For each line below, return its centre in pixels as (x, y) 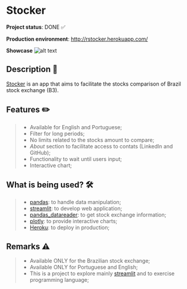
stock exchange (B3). (33, 90)
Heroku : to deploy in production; (70, 227)
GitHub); (40, 153)
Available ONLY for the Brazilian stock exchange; (90, 261)
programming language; (59, 280)
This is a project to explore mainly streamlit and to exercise (102, 273)
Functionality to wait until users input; (76, 159)
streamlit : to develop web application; (76, 209)
